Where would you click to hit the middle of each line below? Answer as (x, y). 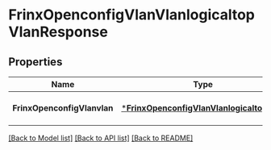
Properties (35, 62)
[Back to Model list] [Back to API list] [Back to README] (101, 138)
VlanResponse (58, 32)
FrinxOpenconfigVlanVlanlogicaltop (132, 15)
